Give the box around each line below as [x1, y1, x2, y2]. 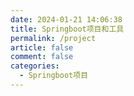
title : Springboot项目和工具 [10, 24, 125, 34]
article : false [10, 42, 74, 53]
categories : [10, 61, 60, 71]
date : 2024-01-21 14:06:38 [10, 14, 123, 25]
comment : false [10, 52, 74, 62]
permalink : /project [10, 33, 97, 43]
